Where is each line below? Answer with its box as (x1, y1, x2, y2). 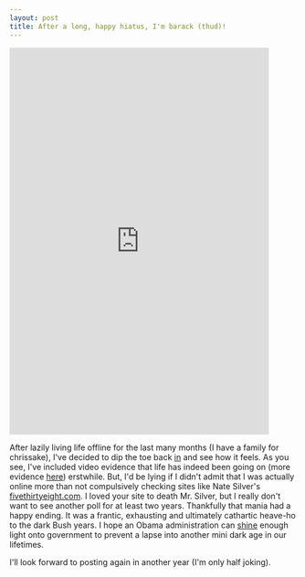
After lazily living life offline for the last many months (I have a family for (9, 442, 279, 453)
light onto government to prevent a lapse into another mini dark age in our (9, 529, 288, 540)
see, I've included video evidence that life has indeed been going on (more (9, 461, 290, 472)
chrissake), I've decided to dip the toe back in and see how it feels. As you (9, 451, 289, 462)
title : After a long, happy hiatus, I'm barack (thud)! (9, 22, 226, 31)
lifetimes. (9, 539, 44, 550)
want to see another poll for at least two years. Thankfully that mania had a (9, 499, 291, 511)
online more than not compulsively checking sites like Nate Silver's (9, 480, 261, 491)
